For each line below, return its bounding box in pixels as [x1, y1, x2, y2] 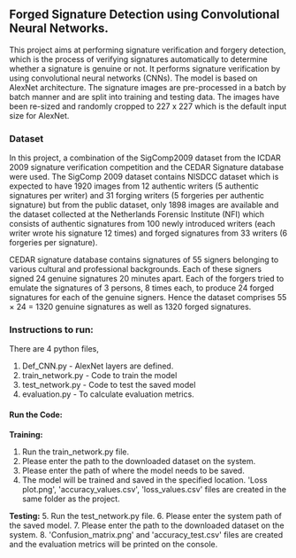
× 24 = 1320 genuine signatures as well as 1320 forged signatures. [9, 301, 252, 313]
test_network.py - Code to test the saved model [21, 380, 196, 391]
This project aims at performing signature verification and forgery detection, [9, 44, 286, 55]
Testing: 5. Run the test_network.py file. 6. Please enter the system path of [9, 510, 283, 521]
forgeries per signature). [9, 237, 98, 248]
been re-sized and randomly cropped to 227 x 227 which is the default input [9, 101, 287, 112]
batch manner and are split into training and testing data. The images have [9, 91, 280, 102]
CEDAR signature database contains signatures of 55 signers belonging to [9, 254, 279, 265]
